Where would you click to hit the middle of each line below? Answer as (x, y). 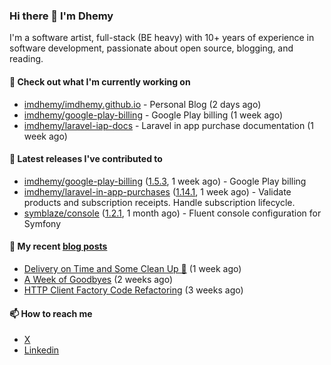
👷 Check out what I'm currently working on (100, 81)
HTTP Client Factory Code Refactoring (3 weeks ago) (133, 290)
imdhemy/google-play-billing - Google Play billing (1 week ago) (153, 115)
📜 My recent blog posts (58, 246)
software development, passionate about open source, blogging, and (151, 48)
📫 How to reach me (51, 313)
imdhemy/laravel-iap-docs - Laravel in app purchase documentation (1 (169, 125)
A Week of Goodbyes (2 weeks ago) (98, 279)
